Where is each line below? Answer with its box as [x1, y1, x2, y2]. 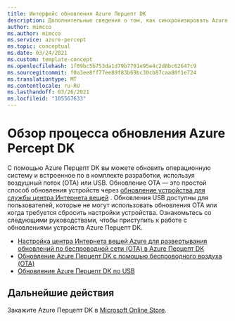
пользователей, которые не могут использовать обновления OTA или [7, 201, 217, 209]
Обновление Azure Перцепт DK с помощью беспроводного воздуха [17, 251, 222, 260]
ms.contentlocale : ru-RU [7, 82, 80, 89]
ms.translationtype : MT [7, 75, 77, 83]
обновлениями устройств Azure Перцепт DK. [7, 223, 143, 232]
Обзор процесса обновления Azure [7, 126, 226, 141]
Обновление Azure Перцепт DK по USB [17, 266, 135, 275]
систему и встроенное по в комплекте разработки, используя [7, 171, 195, 179]
